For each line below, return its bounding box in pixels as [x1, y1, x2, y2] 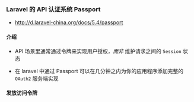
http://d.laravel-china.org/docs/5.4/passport [14, 19, 123, 26]
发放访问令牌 [6, 90, 37, 97]
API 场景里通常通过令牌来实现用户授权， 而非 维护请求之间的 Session [14, 47, 182, 54]
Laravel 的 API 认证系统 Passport [6, 5, 101, 13]
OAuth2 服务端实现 [14, 75, 59, 82]
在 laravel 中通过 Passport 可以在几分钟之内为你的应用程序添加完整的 [14, 67, 184, 74]
